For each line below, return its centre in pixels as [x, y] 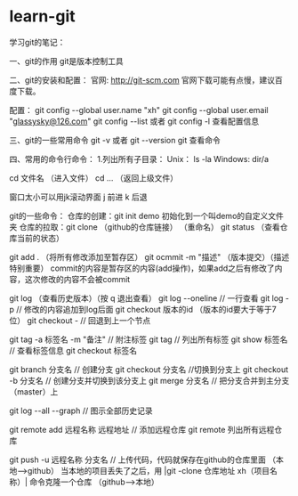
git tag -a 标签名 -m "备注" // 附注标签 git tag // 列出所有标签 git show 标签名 [149, 339]
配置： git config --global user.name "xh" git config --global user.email [139, 110]
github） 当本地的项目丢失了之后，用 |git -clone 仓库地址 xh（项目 [148, 470]
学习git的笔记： [37, 42]
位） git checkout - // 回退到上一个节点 [80, 320]
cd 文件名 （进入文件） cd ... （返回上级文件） [93, 178]
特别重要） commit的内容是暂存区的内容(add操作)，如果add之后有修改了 [142, 268]
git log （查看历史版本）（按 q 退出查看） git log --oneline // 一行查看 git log [146, 298]
